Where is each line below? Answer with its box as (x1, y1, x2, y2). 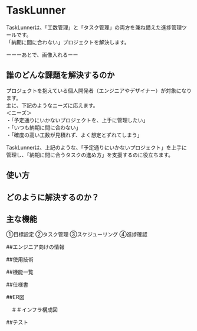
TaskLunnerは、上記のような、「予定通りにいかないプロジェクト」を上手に (6, 144, 188, 151)
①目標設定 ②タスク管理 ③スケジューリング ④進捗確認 (6, 231, 147, 238)
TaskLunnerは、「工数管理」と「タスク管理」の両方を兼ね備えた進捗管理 (6, 24, 182, 31)
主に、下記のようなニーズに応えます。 (6, 102, 98, 109)
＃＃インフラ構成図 (11, 306, 58, 313)
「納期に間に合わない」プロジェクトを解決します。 (6, 38, 130, 46)
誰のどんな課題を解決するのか (6, 70, 115, 80)
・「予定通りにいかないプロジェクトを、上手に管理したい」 (6, 116, 149, 124)
